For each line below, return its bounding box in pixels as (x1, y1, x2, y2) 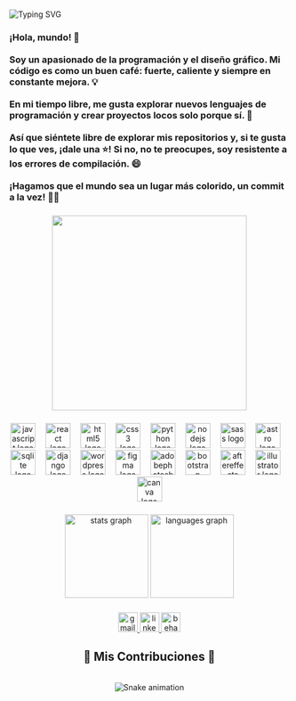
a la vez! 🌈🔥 (9, 191, 60, 203)
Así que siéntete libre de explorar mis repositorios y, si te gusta (9, 131, 286, 143)
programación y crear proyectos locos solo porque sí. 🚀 (9, 109, 253, 121)
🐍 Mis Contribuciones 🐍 (83, 648, 216, 664)
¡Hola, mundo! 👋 (9, 31, 80, 44)
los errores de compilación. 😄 (9, 157, 141, 169)
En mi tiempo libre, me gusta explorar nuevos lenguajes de (9, 98, 267, 110)
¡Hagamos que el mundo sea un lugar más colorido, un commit (9, 179, 284, 192)
